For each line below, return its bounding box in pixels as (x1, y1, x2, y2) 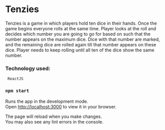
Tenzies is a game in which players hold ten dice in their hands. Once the (5, 20, 157, 26)
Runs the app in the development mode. (5, 98, 88, 104)
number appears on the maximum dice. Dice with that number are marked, (5, 36, 160, 42)
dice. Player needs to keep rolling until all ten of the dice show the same (5, 47, 155, 53)
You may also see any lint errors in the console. (5, 118, 103, 124)
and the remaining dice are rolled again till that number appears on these (5, 41, 156, 47)
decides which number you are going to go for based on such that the (5, 31, 151, 37)
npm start (5, 88, 29, 94)
